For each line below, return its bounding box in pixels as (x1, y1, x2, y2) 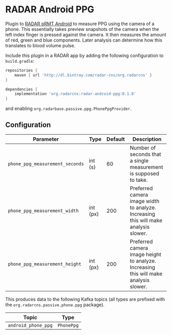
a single (130, 157, 149, 164)
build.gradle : (5, 58, 34, 64)
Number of (130, 144, 156, 151)
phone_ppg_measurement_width (8, 208, 79, 214)
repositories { (5, 68, 38, 73)
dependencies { (5, 86, 38, 92)
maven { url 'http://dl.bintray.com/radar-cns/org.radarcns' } (14, 72, 153, 78)
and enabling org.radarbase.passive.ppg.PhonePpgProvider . (5, 105, 132, 111)
